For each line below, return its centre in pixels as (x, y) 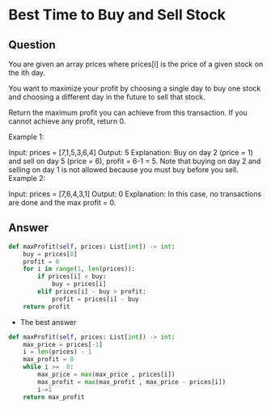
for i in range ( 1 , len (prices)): (79, 269)
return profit (47, 306)
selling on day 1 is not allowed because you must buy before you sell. (123, 170)
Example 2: (27, 178)
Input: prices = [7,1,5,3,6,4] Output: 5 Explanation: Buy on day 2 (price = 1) (131, 152)
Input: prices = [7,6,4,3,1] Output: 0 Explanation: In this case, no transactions (135, 194)
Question (32, 45)
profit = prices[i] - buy (95, 299)
